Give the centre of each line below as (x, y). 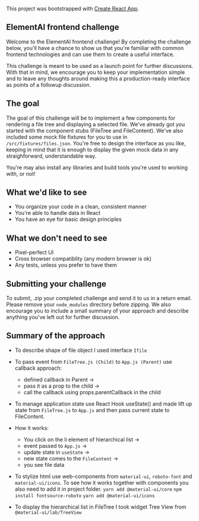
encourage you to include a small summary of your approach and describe (97, 311)
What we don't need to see (57, 238)
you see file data (44, 464)
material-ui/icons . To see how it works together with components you (102, 482)
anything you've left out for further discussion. (63, 317)
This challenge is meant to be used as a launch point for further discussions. (100, 65)
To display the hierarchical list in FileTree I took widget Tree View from (100, 507)
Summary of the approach (56, 336)
